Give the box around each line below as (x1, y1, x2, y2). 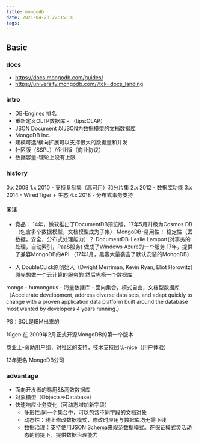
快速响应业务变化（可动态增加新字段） (14, 401, 110, 409)
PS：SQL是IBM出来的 (6, 318, 60, 325)
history (6, 169, 28, 177)
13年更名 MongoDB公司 (6, 356, 64, 363)
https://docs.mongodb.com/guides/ (14, 74, 103, 81)
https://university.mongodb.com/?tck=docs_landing (14, 81, 144, 88)
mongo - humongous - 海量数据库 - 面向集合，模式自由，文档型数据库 (6, 283, 180, 291)
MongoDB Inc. (14, 132, 51, 139)
